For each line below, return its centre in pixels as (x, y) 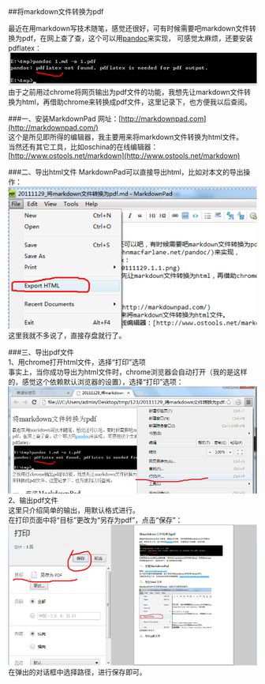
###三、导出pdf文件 (41, 352)
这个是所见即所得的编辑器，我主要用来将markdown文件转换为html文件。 (125, 137)
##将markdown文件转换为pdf (56, 11)
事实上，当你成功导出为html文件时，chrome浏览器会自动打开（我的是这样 (128, 372)
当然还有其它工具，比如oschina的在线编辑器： (83, 147)
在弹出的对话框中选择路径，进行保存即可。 (77, 672)
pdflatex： (25, 48)
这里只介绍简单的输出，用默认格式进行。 (74, 510)
